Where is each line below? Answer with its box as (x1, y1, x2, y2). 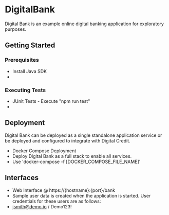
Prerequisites (5, 57, 39, 64)
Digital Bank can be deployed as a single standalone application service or (5, 132, 162, 138)
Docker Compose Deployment (12, 148, 77, 154)
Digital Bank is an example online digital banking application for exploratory (5, 21, 164, 27)
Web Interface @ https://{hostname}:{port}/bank (12, 187, 116, 193)
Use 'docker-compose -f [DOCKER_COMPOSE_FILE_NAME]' (12, 158, 141, 165)
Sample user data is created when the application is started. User (12, 192, 151, 199)
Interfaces (5, 173, 39, 182)
